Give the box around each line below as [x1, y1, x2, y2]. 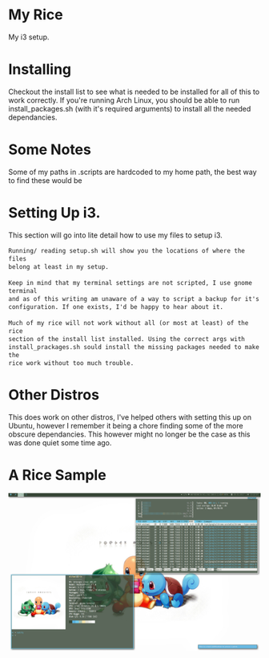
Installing [8, 60, 72, 79]
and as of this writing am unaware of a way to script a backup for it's [8, 294, 260, 303]
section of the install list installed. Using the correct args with [8, 335, 246, 343]
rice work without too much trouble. [8, 359, 134, 367]
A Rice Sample [8, 465, 106, 484]
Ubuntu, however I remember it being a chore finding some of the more [8, 420, 243, 430]
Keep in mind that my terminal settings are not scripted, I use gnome [8, 278, 252, 286]
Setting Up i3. [8, 204, 101, 221]
